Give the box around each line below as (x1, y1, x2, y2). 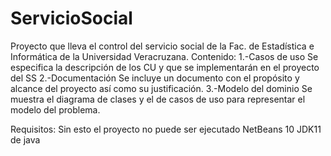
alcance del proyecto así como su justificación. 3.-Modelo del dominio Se (10, 82, 313, 94)
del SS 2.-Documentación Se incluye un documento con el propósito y (10, 72, 300, 84)
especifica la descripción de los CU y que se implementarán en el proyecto (10, 61, 320, 73)
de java (10, 133, 41, 146)
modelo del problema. (10, 103, 101, 116)
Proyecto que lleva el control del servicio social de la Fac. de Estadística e (10, 40, 315, 52)
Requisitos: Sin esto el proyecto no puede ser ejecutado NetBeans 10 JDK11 (10, 123, 322, 135)
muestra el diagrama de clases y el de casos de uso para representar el (10, 93, 306, 105)
